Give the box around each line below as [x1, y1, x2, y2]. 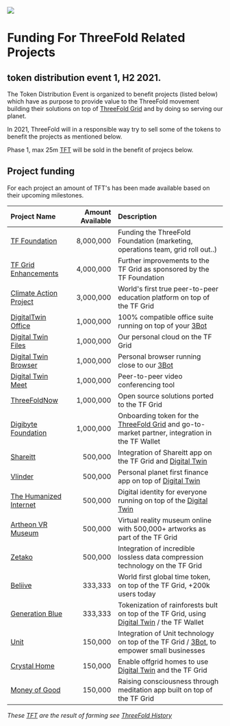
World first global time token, [117, 572, 211, 581]
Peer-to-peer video [117, 371, 183, 380]
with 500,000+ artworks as [117, 524, 207, 533]
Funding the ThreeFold [117, 227, 191, 237]
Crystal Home [10, 661, 55, 670]
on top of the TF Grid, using [117, 609, 207, 618]
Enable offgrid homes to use [117, 657, 209, 666]
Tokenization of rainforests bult [117, 600, 218, 609]
